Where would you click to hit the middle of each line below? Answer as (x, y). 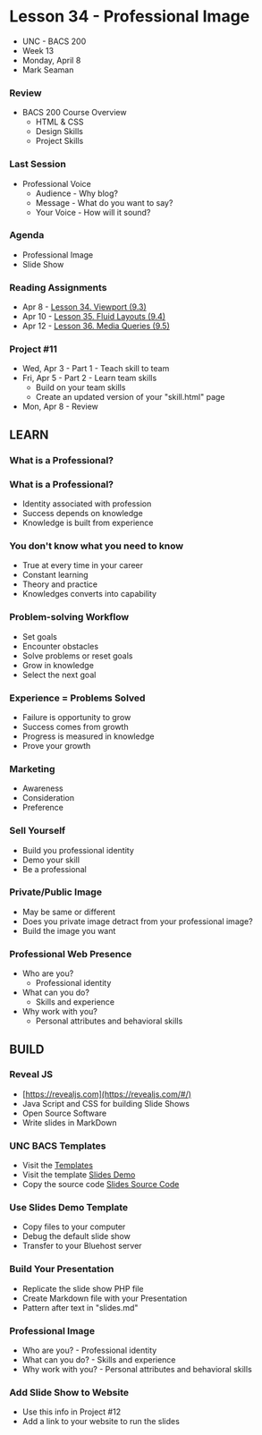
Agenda (27, 235)
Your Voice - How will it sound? (93, 212)
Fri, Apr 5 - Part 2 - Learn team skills (89, 378)
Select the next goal (59, 675)
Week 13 (38, 50)
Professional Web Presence (71, 954)
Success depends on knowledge (82, 514)
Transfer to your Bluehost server (82, 1246)
